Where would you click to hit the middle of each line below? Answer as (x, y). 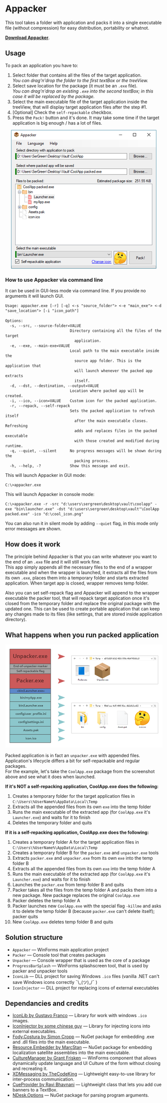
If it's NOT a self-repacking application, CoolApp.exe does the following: (82, 786)
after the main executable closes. (111, 421)
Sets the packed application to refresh (112, 411)
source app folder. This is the (108, 361)
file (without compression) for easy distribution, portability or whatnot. (77, 28)
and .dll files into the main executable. (51, 1042)
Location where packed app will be (106, 391)
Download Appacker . (27, 38)
